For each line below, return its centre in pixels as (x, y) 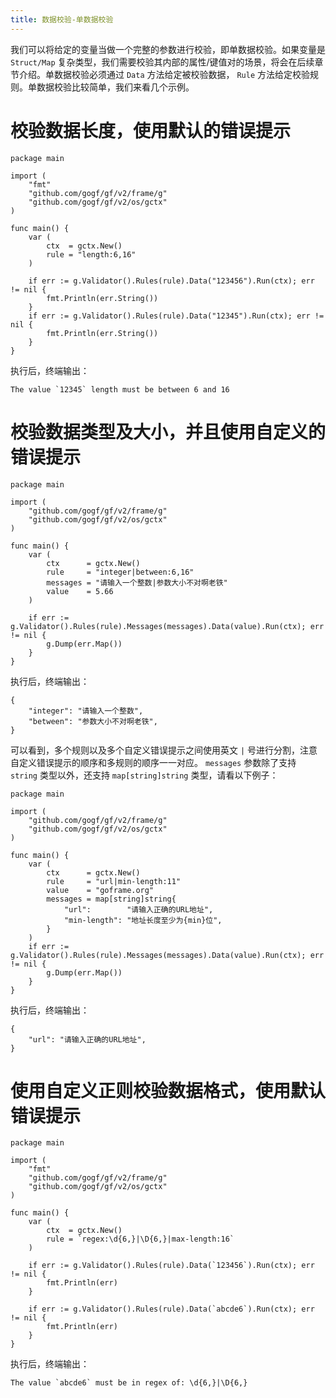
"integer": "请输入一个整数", (86, 711)
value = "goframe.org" (100, 890)
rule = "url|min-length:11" (114, 881)
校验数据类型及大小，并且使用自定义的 (168, 432)
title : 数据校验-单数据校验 (62, 19)
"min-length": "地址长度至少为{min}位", (143, 920)
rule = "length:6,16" (91, 254)
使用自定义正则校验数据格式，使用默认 (168, 1090)
